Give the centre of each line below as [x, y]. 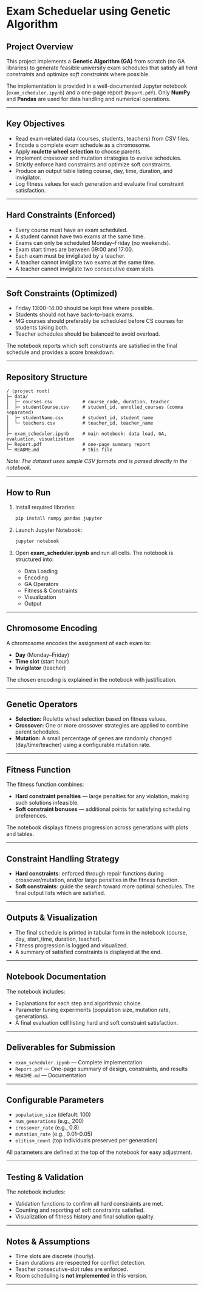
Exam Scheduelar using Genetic [89, 11]
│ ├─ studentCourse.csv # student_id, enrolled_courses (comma [95, 407]
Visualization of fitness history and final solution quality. [85, 1217]
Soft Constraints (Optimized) [62, 294]
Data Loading [41, 571]
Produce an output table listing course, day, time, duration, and [94, 171]
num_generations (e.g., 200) [49, 1121]
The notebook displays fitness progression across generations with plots [97, 827]
